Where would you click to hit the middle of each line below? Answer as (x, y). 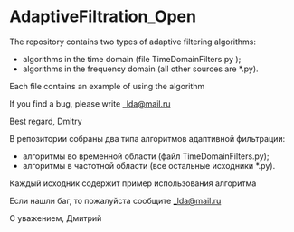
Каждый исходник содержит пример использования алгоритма (133, 183)
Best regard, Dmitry (46, 121)
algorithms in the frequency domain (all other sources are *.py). (141, 69)
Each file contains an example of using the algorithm (107, 86)
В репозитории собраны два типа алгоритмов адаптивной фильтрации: (147, 138)
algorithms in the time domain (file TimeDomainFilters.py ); (132, 59)
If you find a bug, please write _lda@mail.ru (90, 103)
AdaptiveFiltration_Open (103, 17)
